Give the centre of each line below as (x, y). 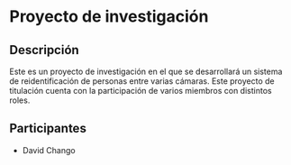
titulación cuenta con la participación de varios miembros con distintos (141, 91)
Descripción (44, 50)
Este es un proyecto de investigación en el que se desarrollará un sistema (146, 71)
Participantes (48, 128)
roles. (20, 100)
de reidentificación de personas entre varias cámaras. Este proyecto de (142, 81)
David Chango (49, 150)
